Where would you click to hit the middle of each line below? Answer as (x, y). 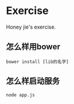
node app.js (20, 95)
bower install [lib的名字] (37, 62)
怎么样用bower (33, 47)
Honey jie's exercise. (31, 27)
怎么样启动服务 (33, 81)
